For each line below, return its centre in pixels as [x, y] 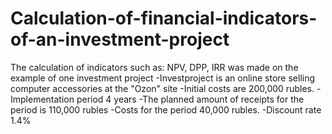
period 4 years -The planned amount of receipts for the [190, 99]
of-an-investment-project [120, 39]
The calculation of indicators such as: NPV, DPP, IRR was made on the [154, 67]
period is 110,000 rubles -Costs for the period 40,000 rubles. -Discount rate [166, 109]
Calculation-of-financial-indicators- [164, 18]
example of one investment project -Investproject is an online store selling [163, 78]
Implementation [42, 99]
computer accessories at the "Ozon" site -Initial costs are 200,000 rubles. [162, 88]
